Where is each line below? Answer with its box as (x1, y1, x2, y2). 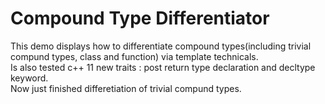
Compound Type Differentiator (10, 7, 270, 30)
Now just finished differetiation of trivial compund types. (10, 82, 242, 94)
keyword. (10, 72, 49, 84)
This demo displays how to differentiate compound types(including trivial (10, 40, 312, 52)
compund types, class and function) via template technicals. (10, 50, 259, 62)
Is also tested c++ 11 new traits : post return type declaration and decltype (10, 61, 316, 73)
